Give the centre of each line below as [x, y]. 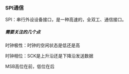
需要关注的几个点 [23, 32]
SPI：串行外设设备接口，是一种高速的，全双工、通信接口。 [66, 20]
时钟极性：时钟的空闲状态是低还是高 [43, 45]
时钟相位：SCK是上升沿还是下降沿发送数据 [49, 56]
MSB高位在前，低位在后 [30, 67]
